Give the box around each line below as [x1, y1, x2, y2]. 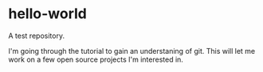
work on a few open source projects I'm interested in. [8, 55, 183, 64]
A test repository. [8, 31, 65, 40]
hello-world [8, 5, 88, 23]
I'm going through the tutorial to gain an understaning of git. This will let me [8, 46, 256, 55]
